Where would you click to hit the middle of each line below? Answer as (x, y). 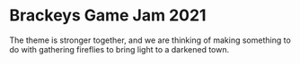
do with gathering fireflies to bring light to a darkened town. (119, 49)
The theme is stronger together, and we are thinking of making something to (150, 40)
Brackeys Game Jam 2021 (108, 16)
